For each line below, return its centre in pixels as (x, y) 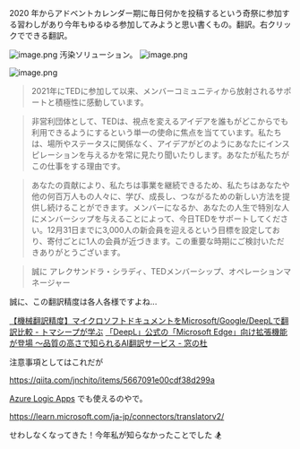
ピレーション (55, 155)
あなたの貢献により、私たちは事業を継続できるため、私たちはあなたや (160, 185)
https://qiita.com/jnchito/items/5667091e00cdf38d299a (112, 380)
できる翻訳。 (48, 35)
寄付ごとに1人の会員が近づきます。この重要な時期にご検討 (154, 241)
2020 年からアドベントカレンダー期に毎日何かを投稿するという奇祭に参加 (146, 13)
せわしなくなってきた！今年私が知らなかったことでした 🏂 (116, 435)
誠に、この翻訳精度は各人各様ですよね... (83, 302)
